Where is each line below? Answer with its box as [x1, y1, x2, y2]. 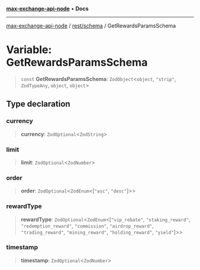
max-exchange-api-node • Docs [6, 5, 89, 12]
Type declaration [6, 99, 70, 109]
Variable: [6, 43, 52, 57]
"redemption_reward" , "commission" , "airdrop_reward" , [20, 222, 154, 229]
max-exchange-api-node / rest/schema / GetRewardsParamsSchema [6, 22, 176, 29]
